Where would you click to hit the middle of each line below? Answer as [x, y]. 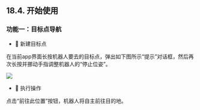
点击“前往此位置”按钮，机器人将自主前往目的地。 [67, 100]
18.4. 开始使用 [32, 11]
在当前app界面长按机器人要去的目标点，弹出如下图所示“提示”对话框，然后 [98, 57]
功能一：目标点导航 [34, 29]
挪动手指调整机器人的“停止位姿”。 [69, 64]
